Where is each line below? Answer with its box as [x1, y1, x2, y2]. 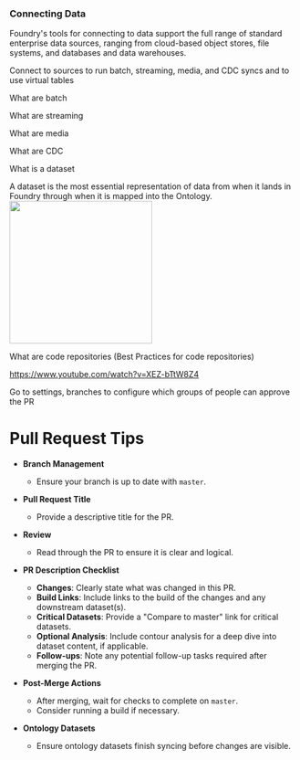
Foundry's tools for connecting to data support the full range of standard [9, 28, 283, 39]
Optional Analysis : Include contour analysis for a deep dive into [36, 631, 277, 642]
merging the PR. [36, 660, 98, 671]
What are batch [9, 92, 67, 103]
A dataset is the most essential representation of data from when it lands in [9, 181, 292, 192]
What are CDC [9, 145, 64, 157]
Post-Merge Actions [22, 678, 102, 689]
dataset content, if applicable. [36, 640, 149, 651]
